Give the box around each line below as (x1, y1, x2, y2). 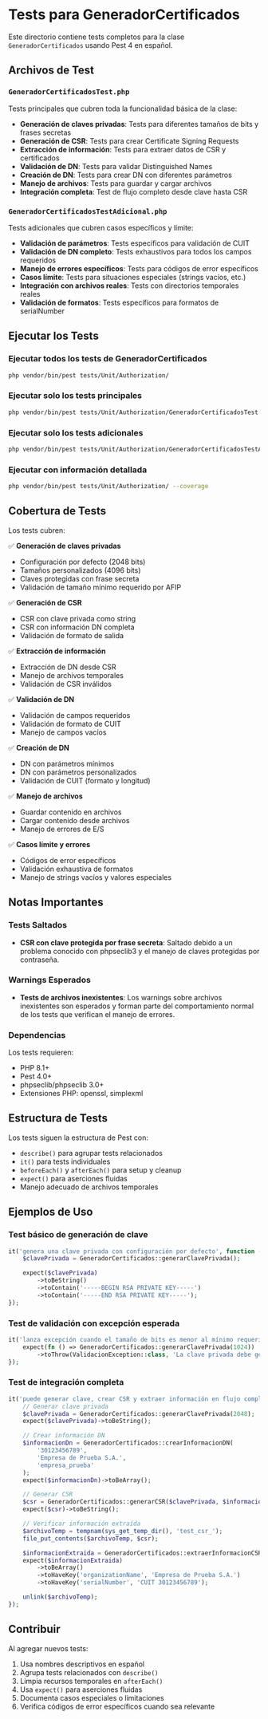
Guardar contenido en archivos (19, 807, 122, 817)
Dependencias (8, 1029, 66, 1040)
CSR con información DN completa (19, 622, 135, 632)
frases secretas (19, 128, 72, 137)
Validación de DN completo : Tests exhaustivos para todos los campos (19, 246, 252, 256)
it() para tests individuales (19, 1157, 111, 1166)
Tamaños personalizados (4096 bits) (19, 565, 141, 575)
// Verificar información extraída (22, 1520, 141, 1528)
